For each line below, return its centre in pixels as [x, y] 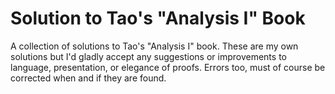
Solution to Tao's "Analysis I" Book [158, 18]
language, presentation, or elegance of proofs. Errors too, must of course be [168, 67]
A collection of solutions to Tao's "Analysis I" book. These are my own [154, 46]
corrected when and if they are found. [88, 78]
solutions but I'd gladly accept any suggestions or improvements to [148, 56]
